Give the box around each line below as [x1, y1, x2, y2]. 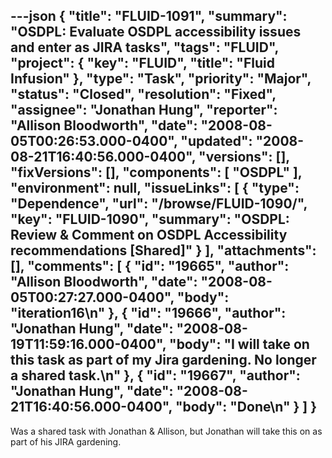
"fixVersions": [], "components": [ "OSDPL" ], [10, 164, 303, 181]
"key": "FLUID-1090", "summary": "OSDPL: [10, 211, 290, 228]
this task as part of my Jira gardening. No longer [10, 352, 317, 369]
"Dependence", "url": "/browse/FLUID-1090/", [10, 195, 308, 213]
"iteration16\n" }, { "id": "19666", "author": [10, 305, 287, 322]
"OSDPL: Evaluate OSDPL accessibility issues [10, 24, 302, 41]
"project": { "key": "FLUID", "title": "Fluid [10, 55, 275, 72]
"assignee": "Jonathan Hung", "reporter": [10, 102, 278, 119]
